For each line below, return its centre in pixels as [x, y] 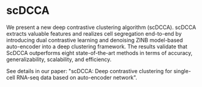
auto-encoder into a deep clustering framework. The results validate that [97, 47]
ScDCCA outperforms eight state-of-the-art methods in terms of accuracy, [99, 53]
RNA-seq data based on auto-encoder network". [77, 77]
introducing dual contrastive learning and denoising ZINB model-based [95, 40]
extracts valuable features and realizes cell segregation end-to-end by [94, 33]
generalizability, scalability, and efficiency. [59, 59]
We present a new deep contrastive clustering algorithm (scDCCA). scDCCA [101, 27]
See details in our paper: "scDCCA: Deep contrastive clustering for [89, 71]
